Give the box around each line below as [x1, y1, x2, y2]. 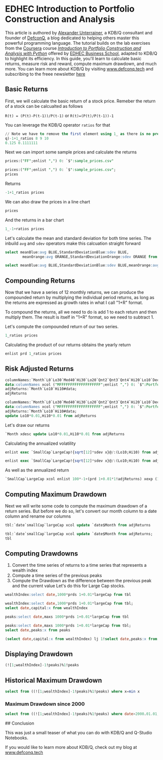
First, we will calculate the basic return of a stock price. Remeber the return [5, 98, 156, 104]
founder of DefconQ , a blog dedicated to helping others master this [5, 35, 139, 41]
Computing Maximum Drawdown [5, 490, 107, 498]
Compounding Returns [5, 276, 75, 285]
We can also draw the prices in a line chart [5, 199, 91, 204]
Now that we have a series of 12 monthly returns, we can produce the [5, 289, 144, 295]
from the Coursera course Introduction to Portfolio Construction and [5, 45, 142, 51]
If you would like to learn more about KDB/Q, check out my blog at [5, 744, 137, 750]
